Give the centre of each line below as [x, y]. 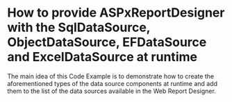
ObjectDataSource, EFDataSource [107, 42]
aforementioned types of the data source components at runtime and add [112, 83]
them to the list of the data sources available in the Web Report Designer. [112, 91]
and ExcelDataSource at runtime [102, 57]
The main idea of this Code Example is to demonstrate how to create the [110, 76]
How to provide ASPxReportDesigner [116, 13]
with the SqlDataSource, [79, 27]
